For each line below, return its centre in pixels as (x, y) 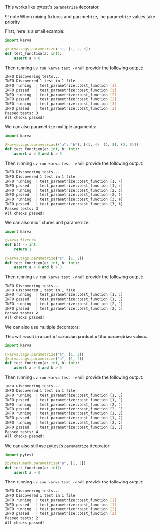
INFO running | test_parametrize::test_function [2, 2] (64, 423)
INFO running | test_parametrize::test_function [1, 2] (64, 413)
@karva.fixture (20, 240)
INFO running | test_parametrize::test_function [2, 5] (64, 191)
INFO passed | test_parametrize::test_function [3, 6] (64, 204)
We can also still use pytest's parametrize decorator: (58, 446)
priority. (13, 22)
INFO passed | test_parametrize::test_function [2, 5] (64, 195)
